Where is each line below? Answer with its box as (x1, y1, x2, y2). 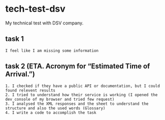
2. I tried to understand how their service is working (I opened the (5, 92, 158, 97)
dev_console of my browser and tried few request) (5, 97, 115, 102)
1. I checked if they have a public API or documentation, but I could (5, 83, 160, 88)
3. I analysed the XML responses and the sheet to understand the (5, 101, 149, 106)
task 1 (5, 35, 24, 43)
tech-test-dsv (5, 3, 66, 15)
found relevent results (5, 87, 56, 93)
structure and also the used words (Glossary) (5, 105, 106, 111)
